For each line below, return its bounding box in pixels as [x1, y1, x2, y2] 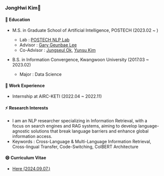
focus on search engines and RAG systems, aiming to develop [12, 123, 138, 129]
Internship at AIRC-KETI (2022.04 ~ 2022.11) [12, 93, 102, 99]
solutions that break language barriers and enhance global [31, 128, 149, 134]
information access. [12, 133, 52, 139]
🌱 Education [5, 17, 30, 22]
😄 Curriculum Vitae [5, 155, 47, 161]
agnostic [12, 128, 30, 134]
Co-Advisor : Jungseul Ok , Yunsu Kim [19, 47, 96, 53]
